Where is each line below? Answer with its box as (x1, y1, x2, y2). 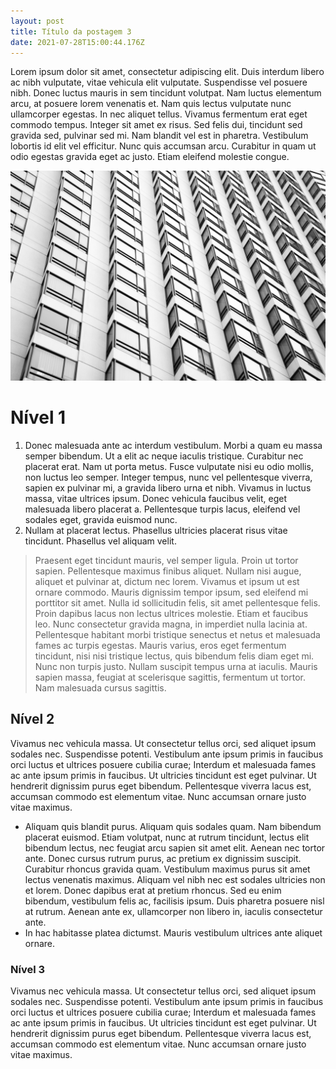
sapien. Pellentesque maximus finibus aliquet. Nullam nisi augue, (34, 565, 302, 577)
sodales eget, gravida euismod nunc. (24, 513, 178, 525)
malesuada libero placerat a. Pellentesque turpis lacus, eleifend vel (24, 503, 301, 515)
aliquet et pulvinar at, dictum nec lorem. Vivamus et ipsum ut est (34, 575, 300, 587)
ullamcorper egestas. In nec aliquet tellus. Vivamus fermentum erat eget (10, 108, 308, 120)
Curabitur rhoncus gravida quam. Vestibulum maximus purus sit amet (24, 863, 311, 875)
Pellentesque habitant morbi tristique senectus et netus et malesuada (34, 628, 321, 640)
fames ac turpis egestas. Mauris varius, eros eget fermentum (34, 639, 287, 651)
